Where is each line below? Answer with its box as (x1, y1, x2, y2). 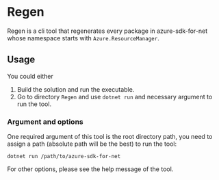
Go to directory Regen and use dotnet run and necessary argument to (16, 92, 213, 101)
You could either (7, 72, 53, 80)
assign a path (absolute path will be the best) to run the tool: (7, 140, 177, 148)
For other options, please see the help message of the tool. (7, 165, 174, 173)
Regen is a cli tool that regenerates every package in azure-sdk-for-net (7, 27, 208, 35)
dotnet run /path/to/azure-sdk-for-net (7, 153, 121, 160)
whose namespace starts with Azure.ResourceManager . (7, 34, 159, 42)
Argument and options (7, 117, 83, 127)
